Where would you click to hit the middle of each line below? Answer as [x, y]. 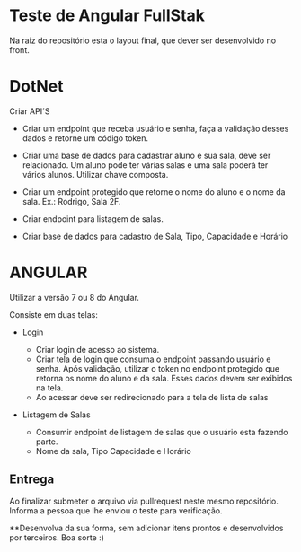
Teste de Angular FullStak [107, 16]
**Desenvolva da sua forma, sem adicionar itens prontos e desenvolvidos [146, 528]
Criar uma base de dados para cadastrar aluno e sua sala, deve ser [146, 155]
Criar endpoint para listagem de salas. [93, 219]
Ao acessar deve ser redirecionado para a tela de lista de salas [152, 397]
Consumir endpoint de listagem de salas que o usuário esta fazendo [162, 432]
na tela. [49, 388]
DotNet [36, 87]
